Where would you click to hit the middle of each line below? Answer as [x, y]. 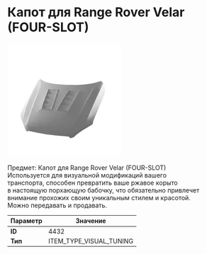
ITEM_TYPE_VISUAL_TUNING [91, 241]
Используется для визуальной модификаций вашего [87, 175]
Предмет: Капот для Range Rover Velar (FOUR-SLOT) [87, 168]
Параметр [26, 221]
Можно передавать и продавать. [57, 205]
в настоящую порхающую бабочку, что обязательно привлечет [103, 190]
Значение [91, 221]
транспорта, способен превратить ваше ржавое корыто [93, 183]
